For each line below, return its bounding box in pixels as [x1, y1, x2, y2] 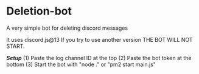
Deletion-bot [6, 4, 72, 18]
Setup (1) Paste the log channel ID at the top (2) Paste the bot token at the [6, 54, 192, 61]
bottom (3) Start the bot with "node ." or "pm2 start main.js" [6, 61, 156, 68]
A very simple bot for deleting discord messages [6, 24, 128, 32]
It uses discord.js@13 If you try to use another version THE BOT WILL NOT [6, 36, 193, 43]
